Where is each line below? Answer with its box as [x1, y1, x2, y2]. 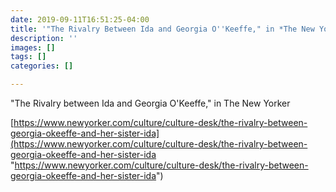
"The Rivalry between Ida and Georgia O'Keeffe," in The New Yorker [10, 97, 291, 109]
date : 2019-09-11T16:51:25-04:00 [10, 14, 150, 25]
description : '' [10, 33, 78, 43]
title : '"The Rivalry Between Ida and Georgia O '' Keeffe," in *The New [10, 24, 315, 34]
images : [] [10, 42, 56, 53]
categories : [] [10, 61, 74, 71]
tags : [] [10, 52, 47, 62]
